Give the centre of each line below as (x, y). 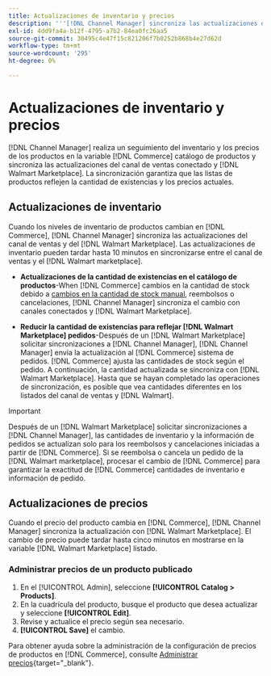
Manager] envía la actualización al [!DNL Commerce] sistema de (127, 352)
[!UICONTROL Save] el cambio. (73, 630)
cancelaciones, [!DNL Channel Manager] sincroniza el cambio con (130, 302)
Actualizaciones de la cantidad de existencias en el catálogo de (129, 276)
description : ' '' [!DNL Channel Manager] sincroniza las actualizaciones (133, 23)
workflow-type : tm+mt (45, 46)
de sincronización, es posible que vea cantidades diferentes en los (131, 386)
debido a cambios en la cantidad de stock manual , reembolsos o (127, 294)
